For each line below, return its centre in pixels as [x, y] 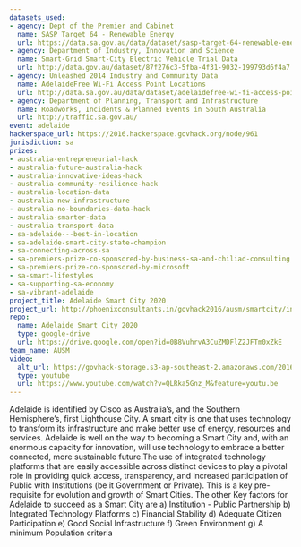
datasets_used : [38, 17]
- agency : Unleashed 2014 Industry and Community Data [114, 76]
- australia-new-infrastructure [69, 201]
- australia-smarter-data [57, 217]
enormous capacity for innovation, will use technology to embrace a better [147, 448]
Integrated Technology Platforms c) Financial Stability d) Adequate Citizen [146, 514]
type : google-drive [54, 334]
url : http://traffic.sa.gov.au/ [78, 117]
